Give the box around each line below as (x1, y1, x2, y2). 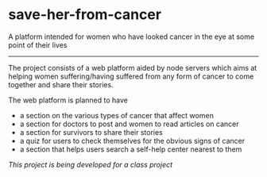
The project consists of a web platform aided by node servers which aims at (8, 63, 257, 72)
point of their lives (8, 40, 68, 49)
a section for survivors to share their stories (19, 127, 163, 137)
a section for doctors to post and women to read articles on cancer (19, 119, 240, 129)
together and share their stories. (8, 79, 114, 89)
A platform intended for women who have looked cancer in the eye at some (8, 32, 255, 41)
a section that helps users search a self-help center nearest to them (19, 144, 242, 154)
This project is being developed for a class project (8, 160, 173, 169)
